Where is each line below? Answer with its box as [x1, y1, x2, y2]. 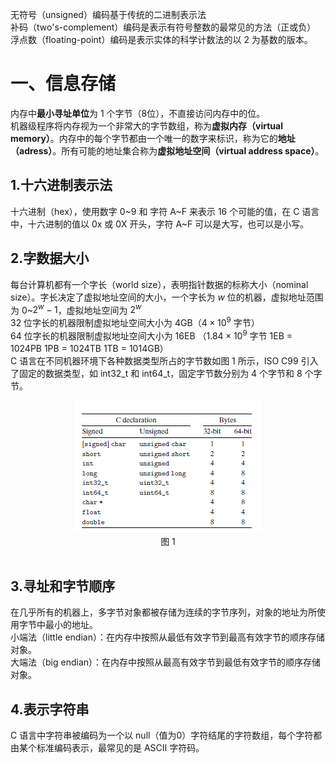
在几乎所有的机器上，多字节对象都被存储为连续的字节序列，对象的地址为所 [10, 606, 317, 618]
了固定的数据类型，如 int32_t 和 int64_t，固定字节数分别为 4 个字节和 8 [10, 367, 303, 379]
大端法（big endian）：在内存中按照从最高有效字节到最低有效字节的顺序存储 [10, 656, 322, 668]
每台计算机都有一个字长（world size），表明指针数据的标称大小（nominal [10, 278, 309, 290]
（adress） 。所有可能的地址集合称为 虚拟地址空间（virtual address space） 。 [10, 144, 325, 157]
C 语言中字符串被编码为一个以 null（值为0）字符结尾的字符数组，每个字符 [10, 729, 314, 742]
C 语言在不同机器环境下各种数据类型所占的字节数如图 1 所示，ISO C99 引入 [10, 354, 319, 367]
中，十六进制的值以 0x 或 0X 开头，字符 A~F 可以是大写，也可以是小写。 [10, 218, 310, 230]
